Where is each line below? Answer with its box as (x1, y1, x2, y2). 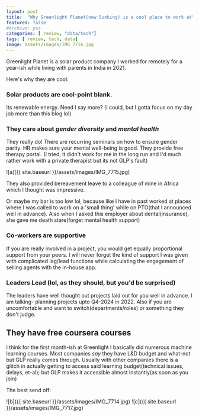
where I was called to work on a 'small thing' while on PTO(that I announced (6, 204, 191, 211)
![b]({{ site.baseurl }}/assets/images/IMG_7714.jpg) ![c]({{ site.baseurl (6, 397, 176, 405)
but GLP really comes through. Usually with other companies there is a (6, 356, 178, 363)
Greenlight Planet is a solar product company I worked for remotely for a (6, 57, 182, 65)
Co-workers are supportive (6, 231, 86, 240)
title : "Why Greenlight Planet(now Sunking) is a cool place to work (6, 14, 184, 20)
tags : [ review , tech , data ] (6, 36, 78, 42)
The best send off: (6, 386, 52, 393)
